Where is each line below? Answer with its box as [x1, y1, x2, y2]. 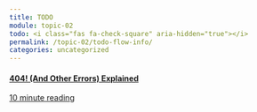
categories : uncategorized [9, 46, 109, 55]
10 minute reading [9, 93, 76, 103]
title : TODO [9, 12, 53, 22]
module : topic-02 [9, 21, 74, 30]
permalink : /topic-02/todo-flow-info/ [9, 37, 153, 47]
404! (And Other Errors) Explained [9, 72, 140, 84]
